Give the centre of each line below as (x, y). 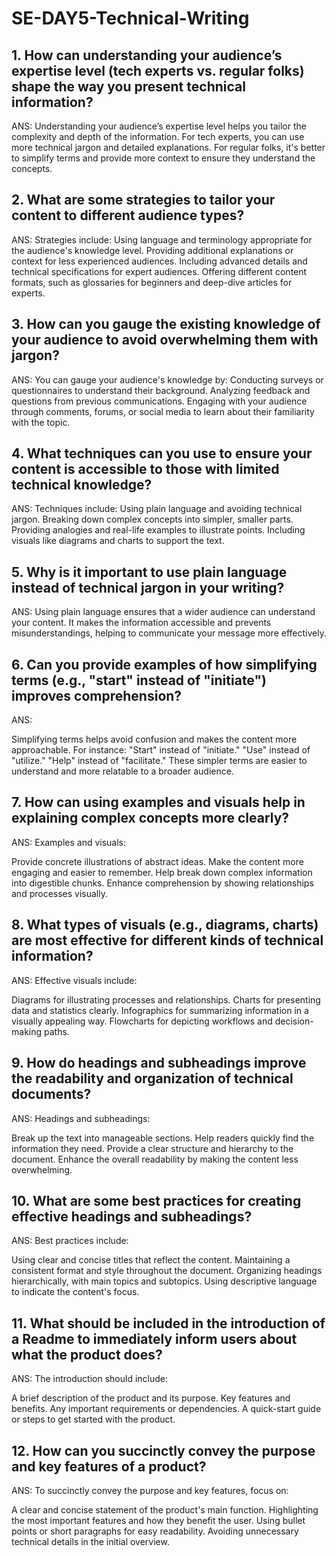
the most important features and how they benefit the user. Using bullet (158, 1520)
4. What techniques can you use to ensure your (162, 453)
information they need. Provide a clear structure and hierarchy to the (152, 1148)
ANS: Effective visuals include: (74, 980)
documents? (51, 1094)
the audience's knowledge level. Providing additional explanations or (152, 250)
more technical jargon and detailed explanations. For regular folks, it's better (168, 147)
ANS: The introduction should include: (90, 1379)
